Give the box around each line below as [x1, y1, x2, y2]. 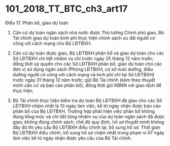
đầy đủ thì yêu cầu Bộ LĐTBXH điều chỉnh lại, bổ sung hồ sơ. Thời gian [12, 124, 161, 130]
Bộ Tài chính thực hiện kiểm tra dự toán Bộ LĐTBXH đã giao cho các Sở [12, 97, 162, 104]
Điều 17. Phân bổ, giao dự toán [5, 20, 69, 26]
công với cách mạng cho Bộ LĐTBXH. [12, 40, 92, 46]
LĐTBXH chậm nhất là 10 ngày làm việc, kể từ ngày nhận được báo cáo [12, 103, 161, 109]
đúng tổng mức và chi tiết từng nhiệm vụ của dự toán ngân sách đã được [12, 113, 165, 119]
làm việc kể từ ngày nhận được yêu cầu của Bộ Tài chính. [12, 135, 132, 141]
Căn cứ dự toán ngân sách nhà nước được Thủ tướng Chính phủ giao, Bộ [12, 29, 164, 35]
